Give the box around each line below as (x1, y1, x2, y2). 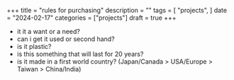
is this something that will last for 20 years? (16, 50, 144, 58)
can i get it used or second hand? (16, 35, 115, 43)
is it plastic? (16, 42, 52, 50)
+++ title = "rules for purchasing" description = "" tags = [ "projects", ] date (6, 6, 228, 14)
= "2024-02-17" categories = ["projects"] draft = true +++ (6, 13, 177, 22)
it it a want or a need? (16, 28, 81, 35)
